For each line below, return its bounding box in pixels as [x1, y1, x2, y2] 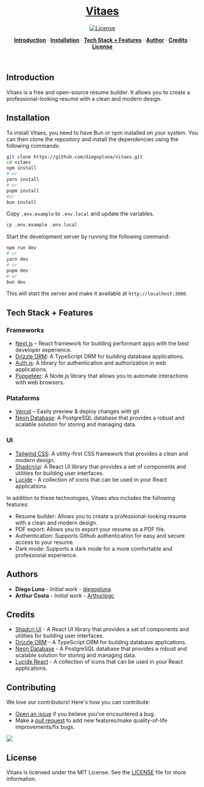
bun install [6, 199, 37, 205]
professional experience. [15, 551, 78, 559]
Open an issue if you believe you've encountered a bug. [15, 710, 156, 718]
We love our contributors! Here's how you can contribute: [6, 698, 150, 706]
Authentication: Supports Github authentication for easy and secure [15, 532, 185, 539]
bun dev [6, 279, 26, 285]
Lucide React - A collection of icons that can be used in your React [15, 658, 183, 666]
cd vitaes [6, 159, 32, 165]
